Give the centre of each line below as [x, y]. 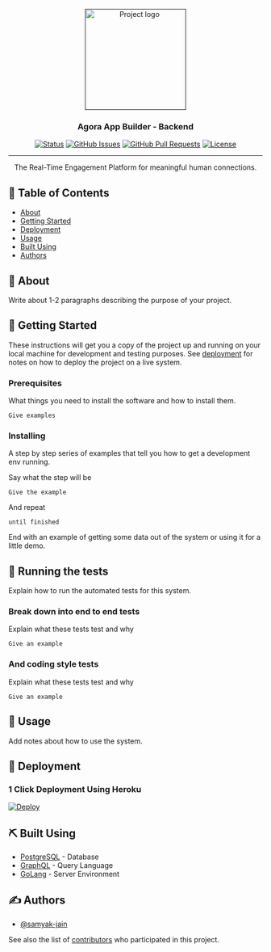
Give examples [32, 416]
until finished [34, 522]
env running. [29, 462]
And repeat [27, 508]
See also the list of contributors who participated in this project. [114, 939]
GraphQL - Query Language [67, 866]
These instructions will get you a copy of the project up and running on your [134, 345]
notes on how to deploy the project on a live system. [95, 362]
